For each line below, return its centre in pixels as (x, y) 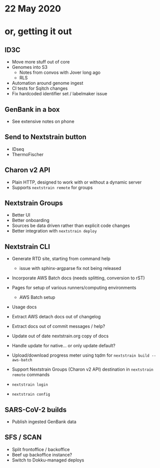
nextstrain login (30, 385)
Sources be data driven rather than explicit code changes (71, 226)
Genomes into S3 (30, 67)
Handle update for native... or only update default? (64, 346)
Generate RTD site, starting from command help (61, 259)
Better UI (21, 215)
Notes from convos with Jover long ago (60, 72)
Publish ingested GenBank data (44, 422)
